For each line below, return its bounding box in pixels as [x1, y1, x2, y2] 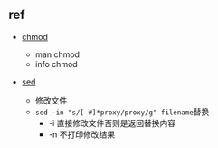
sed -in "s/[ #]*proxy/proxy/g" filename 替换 [34, 106, 210, 117]
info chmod [34, 58, 78, 69]
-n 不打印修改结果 [48, 129, 116, 140]
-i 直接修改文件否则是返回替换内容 [48, 117, 176, 128]
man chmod [34, 49, 81, 60]
